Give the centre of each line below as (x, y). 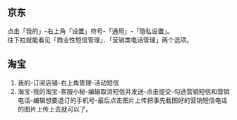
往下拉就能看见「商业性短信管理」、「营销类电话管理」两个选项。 (100, 40)
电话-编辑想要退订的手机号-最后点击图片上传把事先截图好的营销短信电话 (122, 100)
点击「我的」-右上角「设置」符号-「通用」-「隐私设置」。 (91, 31)
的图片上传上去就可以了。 (55, 109)
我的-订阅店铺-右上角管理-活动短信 (68, 83)
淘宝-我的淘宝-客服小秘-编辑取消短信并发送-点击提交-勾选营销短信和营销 (123, 91)
